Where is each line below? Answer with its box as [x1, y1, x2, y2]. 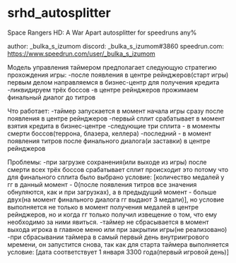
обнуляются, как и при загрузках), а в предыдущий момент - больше [7, 188, 217, 196]
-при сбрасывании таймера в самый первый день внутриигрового [7, 233, 210, 241]
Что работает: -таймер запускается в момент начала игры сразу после [7, 106, 224, 115]
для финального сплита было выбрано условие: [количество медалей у [7, 173, 225, 181]
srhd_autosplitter [7, 5, 111, 21]
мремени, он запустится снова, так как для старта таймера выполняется [7, 240, 229, 248]
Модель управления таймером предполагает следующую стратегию [7, 63, 217, 71]
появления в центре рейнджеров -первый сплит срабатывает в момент [7, 114, 225, 123]
